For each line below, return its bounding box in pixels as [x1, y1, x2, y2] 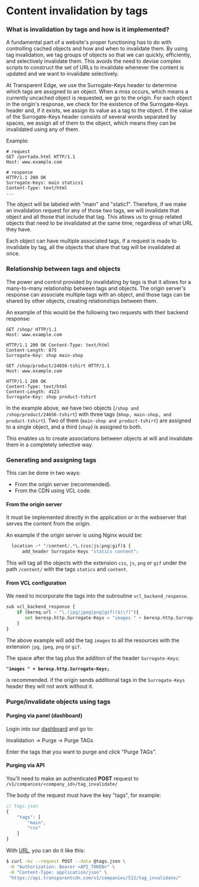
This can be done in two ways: [6, 470, 81, 477]
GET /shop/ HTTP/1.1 [6, 326, 57, 333]
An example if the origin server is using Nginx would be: [6, 532, 143, 539]
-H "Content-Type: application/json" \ [8, 869, 108, 875]
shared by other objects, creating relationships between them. [6, 297, 158, 304]
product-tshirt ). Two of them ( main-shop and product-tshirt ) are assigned [6, 417, 191, 424]
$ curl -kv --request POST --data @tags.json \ [6, 859, 126, 864]
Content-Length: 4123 [6, 388, 60, 395]
